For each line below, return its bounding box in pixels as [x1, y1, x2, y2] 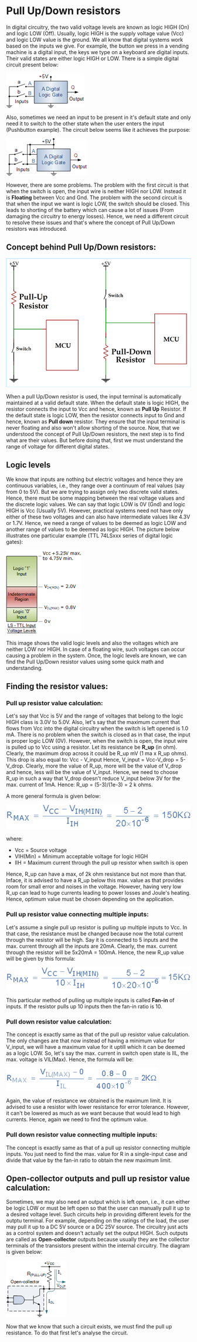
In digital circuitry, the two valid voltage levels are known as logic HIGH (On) [6, 24, 189, 31]
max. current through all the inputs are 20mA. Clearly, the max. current [6, 942, 177, 949]
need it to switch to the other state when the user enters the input [6, 119, 165, 127]
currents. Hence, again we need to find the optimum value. [6, 1116, 148, 1123]
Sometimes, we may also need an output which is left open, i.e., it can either [6, 1198, 191, 1205]
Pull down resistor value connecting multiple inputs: [6, 1131, 158, 1139]
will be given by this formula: [6, 955, 76, 962]
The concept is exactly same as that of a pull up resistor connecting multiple [6, 1144, 191, 1151]
